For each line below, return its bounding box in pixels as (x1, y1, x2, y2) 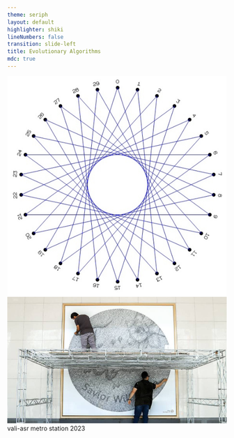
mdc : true (7, 56, 36, 63)
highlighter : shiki (7, 26, 64, 33)
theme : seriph (7, 11, 49, 18)
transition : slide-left (7, 40, 77, 48)
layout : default (7, 18, 54, 26)
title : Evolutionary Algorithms (7, 48, 101, 55)
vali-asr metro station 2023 (7, 424, 86, 432)
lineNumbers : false (7, 33, 64, 40)
